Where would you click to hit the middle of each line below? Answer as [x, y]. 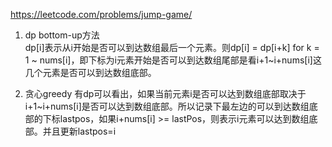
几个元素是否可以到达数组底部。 [90, 72]
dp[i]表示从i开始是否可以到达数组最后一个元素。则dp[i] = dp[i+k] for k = [172, 47]
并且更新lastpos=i [79, 131]
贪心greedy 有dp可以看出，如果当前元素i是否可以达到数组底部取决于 [165, 93]
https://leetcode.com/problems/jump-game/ [101, 14]
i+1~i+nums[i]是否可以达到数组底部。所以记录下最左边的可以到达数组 [167, 106]
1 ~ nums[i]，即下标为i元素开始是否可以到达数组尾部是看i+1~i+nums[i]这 [173, 60]
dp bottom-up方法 [62, 35]
